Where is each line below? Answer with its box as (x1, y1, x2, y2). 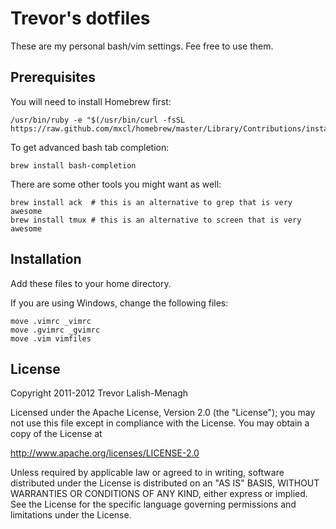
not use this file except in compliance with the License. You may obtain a (10, 417, 310, 429)
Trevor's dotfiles (10, 7, 151, 30)
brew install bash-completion (10, 160, 137, 171)
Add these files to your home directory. (10, 277, 172, 289)
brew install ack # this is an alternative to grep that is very (10, 197, 293, 207)
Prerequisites (10, 69, 96, 86)
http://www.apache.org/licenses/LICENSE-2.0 (10, 447, 200, 459)
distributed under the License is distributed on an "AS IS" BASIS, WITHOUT (10, 477, 320, 489)
